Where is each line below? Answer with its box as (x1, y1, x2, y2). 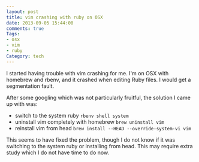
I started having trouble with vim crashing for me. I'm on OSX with (6, 69, 169, 77)
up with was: (6, 100, 38, 108)
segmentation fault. (6, 82, 55, 90)
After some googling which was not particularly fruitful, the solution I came (6, 94, 191, 101)
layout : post (6, 8, 39, 15)
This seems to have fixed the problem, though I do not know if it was (6, 136, 176, 143)
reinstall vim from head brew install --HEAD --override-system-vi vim (14, 124, 192, 132)
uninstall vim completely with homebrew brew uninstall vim (14, 118, 165, 126)
